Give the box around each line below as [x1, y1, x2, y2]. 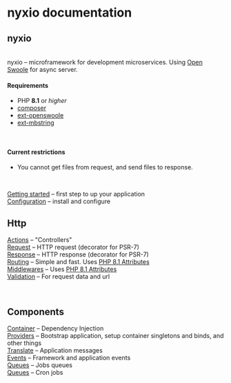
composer [17, 104, 47, 112]
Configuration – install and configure [7, 197, 111, 205]
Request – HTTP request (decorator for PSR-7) [7, 243, 140, 252]
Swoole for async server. [7, 66, 78, 73]
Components [7, 306, 64, 317]
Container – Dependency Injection [7, 324, 104, 333]
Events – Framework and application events [7, 354, 131, 362]
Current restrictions [7, 147, 66, 156]
